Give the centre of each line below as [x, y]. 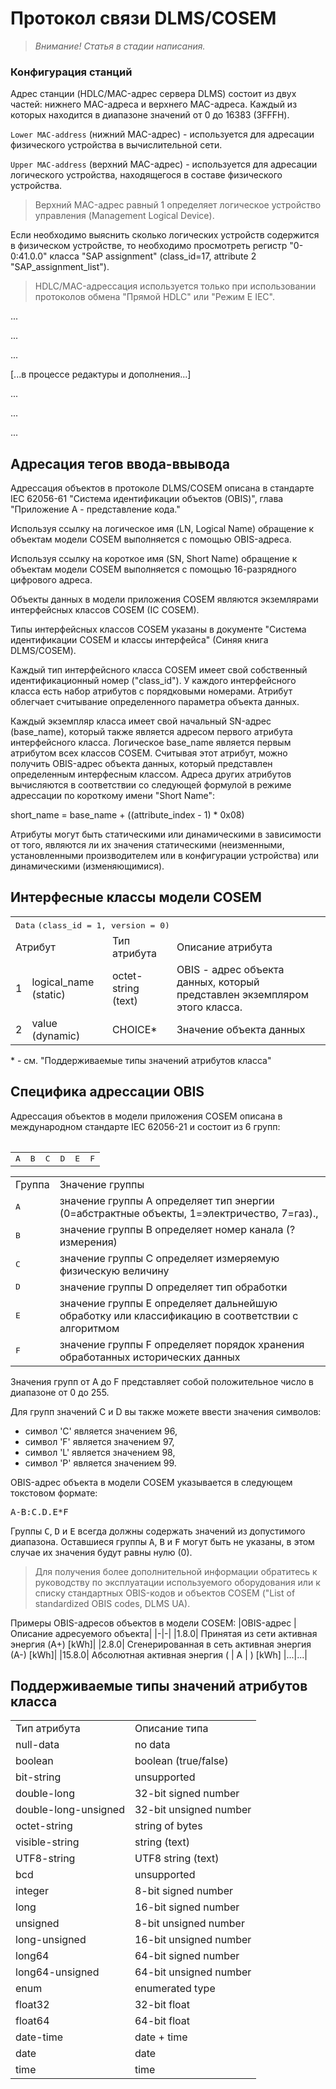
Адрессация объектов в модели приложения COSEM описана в [146, 1116]
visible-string [47, 1842]
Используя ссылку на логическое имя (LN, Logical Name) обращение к [162, 529]
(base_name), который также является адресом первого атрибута [151, 732]
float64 [32, 2021]
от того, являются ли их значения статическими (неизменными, [147, 845]
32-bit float [162, 2005]
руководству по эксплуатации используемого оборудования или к [177, 1582]
